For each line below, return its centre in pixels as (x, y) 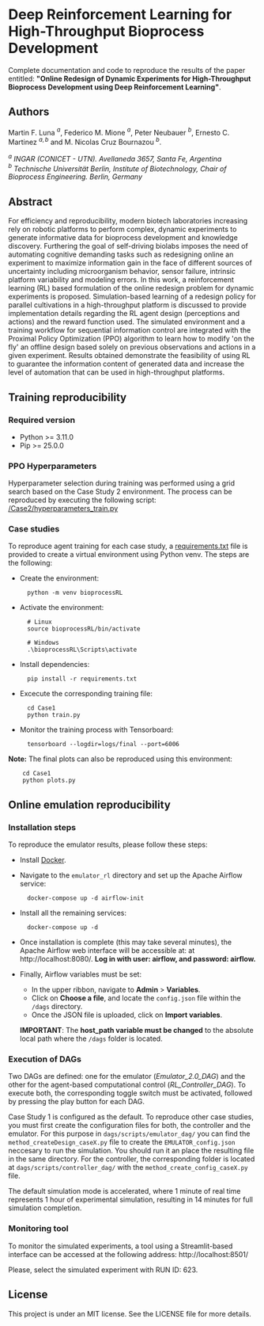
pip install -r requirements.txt (82, 679)
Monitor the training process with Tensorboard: (96, 730)
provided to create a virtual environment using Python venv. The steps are (129, 554)
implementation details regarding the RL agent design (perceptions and (124, 314)
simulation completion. (45, 1208)
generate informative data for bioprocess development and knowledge (123, 238)
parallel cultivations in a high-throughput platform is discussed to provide (127, 305)
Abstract (30, 202)
